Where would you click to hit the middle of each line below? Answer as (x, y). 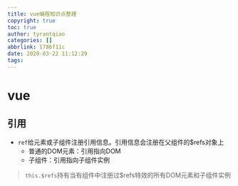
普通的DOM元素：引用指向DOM (74, 151)
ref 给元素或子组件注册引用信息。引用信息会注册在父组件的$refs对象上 (121, 142)
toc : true (22, 27)
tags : (15, 61)
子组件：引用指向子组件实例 (69, 160)
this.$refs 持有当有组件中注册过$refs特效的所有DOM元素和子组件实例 (128, 175)
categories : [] (30, 41)
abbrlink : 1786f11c (36, 47)
